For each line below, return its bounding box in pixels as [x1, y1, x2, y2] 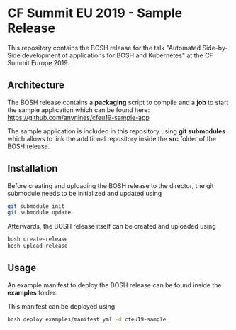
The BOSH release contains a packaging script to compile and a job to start [7, 98, 229, 106]
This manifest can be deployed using [7, 302, 116, 310]
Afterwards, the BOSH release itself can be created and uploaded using [7, 222, 216, 231]
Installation [7, 163, 58, 175]
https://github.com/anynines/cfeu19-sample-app [7, 113, 150, 121]
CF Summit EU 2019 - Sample [7, 5, 183, 21]
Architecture [7, 79, 65, 92]
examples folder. [7, 288, 57, 297]
